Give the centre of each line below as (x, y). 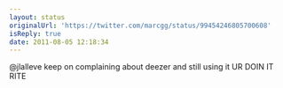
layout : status (37, 17)
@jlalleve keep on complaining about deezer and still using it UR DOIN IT (141, 67)
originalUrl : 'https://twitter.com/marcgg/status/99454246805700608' (141, 26)
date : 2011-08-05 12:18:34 (59, 42)
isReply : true (35, 33)
